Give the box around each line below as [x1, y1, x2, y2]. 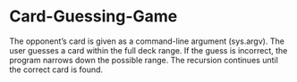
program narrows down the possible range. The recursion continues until [9, 54, 279, 65]
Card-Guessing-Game [9, 6, 178, 27]
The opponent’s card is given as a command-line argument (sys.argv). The [9, 36, 284, 46]
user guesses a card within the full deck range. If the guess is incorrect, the [9, 45, 288, 55]
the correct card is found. [9, 64, 104, 75]
